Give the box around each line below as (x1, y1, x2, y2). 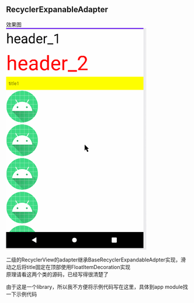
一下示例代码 (6, 290, 37, 298)
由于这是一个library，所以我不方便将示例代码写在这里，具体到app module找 (6, 283, 188, 290)
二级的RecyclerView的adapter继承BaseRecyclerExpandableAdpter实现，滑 (6, 256, 186, 263)
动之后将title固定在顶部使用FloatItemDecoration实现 (6, 263, 130, 270)
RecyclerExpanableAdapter (6, 5, 108, 15)
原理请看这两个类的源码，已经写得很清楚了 (6, 271, 109, 278)
